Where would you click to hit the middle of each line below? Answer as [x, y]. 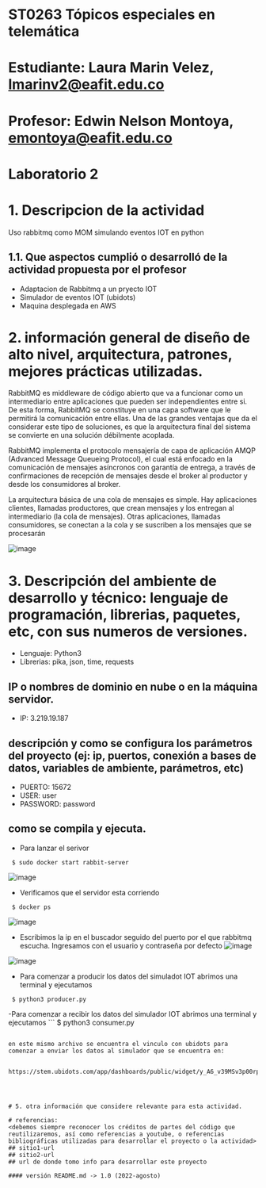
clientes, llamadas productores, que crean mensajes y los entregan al [122, 508]
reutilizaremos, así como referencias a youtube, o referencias [116, 1134]
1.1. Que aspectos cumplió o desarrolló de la [118, 257]
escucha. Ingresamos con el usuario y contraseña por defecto [121, 945]
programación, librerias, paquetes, [125, 614]
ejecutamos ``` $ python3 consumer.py [71, 1022]
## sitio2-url [32, 1155]
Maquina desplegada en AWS [68, 305]
